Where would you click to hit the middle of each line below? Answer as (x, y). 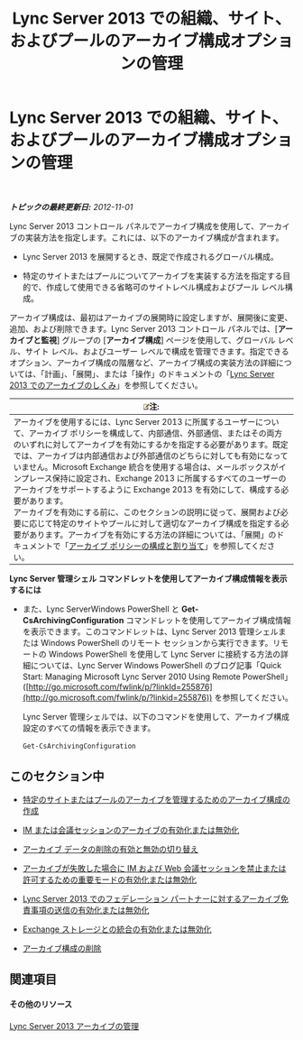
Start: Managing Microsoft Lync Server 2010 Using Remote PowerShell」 (157, 676)
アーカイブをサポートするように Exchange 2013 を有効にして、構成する (147, 489)
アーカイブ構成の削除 (62, 948)
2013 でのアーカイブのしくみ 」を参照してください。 (106, 385)
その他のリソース (41, 1004)
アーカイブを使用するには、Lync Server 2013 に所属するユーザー (134, 421)
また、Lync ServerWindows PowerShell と (101, 609)
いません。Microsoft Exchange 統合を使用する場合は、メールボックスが (146, 466)
